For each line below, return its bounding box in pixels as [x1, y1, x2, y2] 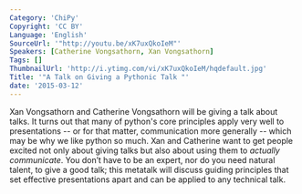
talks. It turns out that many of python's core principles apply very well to [9, 116, 285, 127]
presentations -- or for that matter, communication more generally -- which [9, 125, 292, 137]
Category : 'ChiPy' [9, 13, 79, 23]
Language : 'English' [9, 30, 89, 39]
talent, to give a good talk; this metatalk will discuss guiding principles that [9, 164, 289, 175]
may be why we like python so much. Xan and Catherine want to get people [9, 135, 294, 146]
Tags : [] [9, 56, 43, 65]
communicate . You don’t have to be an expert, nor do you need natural [9, 154, 276, 165]
